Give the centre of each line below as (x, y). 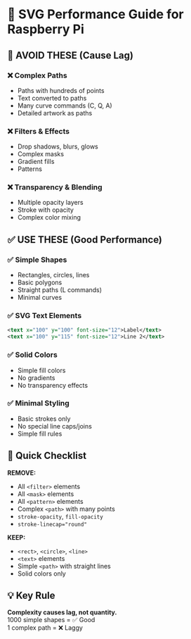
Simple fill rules (40, 434)
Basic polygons (40, 283)
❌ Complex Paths (38, 75)
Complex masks (41, 154)
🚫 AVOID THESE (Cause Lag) (70, 55)
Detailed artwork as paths (55, 113)
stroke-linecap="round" (52, 524)
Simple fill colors (41, 370)
